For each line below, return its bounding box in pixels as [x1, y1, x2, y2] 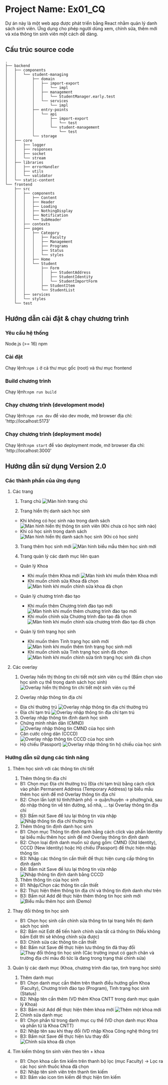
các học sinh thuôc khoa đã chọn [20, 1063, 89, 1069]
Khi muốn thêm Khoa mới [27, 573, 80, 579]
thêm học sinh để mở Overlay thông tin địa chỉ [20, 791, 115, 797]
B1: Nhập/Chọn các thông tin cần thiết [20, 882, 99, 888]
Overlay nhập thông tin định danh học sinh [20, 715, 108, 721]
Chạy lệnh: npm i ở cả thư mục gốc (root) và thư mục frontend [5, 365, 132, 371]
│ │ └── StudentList [14, 288, 75, 293]
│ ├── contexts [14, 221, 51, 227]
